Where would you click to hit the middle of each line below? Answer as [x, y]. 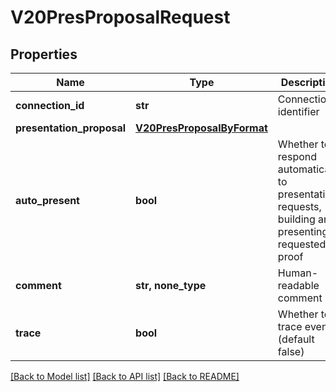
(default [296, 339]
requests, [299, 206]
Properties [44, 54]
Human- [298, 273]
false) [291, 351]
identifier [298, 111]
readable [298, 285]
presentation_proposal [71, 128]
